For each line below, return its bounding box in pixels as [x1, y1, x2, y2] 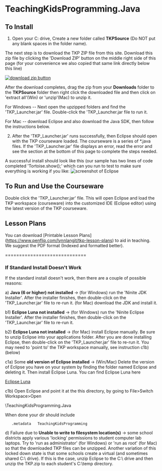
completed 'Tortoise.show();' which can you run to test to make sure [5, 163, 141, 169]
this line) [5, 65, 22, 71]
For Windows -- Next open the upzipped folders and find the [5, 104, 126, 110]
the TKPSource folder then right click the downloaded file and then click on [5, 90, 156, 95]
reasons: [5, 280, 23, 286]
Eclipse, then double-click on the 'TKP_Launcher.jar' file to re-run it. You [5, 339, 149, 345]
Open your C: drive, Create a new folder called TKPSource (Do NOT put [12, 35, 156, 41]
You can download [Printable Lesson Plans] [5, 232, 92, 238]
